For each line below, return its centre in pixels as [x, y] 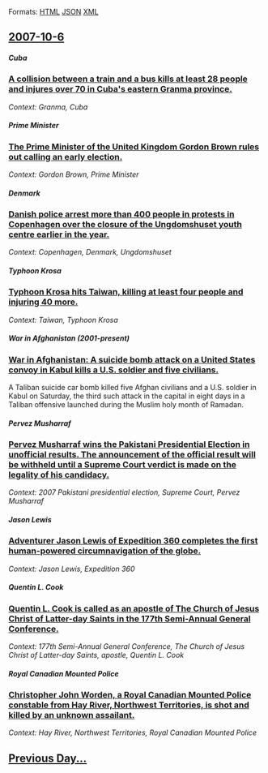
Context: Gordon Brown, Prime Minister [74, 174]
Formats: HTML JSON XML [53, 12]
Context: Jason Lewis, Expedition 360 [72, 569]
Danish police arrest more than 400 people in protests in [121, 214]
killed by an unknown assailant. [72, 715]
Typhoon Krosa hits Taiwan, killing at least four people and [126, 292]
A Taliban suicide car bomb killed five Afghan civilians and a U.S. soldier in [132, 388]
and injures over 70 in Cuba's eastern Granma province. [120, 89]
